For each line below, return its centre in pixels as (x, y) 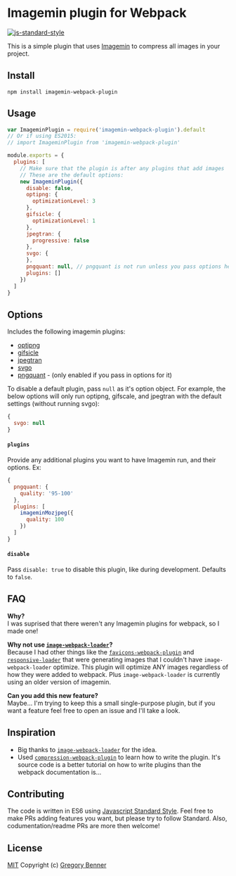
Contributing (36, 794)
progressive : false (61, 241)
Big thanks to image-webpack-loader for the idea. (87, 749)
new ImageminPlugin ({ (51, 182)
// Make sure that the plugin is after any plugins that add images (122, 168)
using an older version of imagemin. (59, 682)
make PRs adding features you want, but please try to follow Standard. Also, (117, 818)
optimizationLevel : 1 (64, 221)
